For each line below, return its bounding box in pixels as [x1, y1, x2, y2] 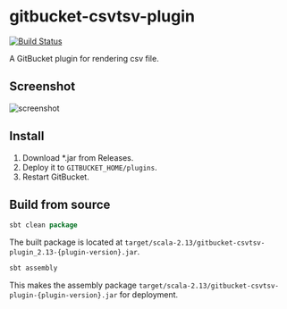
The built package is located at [9, 237, 123, 247]
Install [9, 129, 45, 144]
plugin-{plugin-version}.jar [9, 291, 118, 300]
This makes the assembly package [9, 280, 137, 291]
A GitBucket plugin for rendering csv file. [9, 53, 159, 63]
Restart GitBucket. [21, 171, 89, 182]
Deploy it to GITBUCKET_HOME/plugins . [21, 162, 158, 172]
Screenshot [9, 79, 76, 95]
